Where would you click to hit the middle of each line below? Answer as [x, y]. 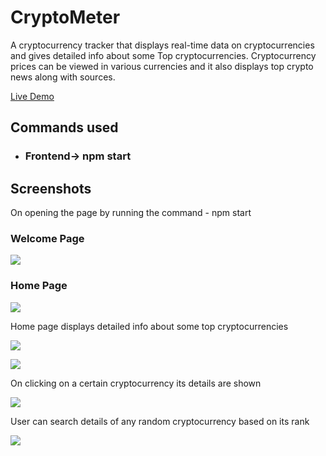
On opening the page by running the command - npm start [131, 213]
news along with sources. [63, 77]
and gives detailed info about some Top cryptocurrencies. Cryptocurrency [163, 55]
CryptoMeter [65, 17]
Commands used [64, 127]
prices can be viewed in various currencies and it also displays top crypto [162, 66]
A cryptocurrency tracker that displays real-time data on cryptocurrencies [162, 45]
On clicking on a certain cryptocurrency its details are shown [136, 383]
